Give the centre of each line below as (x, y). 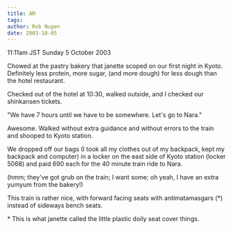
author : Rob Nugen (34, 26)
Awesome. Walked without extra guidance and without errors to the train (111, 128)
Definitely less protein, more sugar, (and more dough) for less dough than (112, 73)
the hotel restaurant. (36, 81)
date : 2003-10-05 (32, 33)
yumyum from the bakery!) (45, 185)
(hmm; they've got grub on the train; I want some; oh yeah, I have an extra (113, 177)
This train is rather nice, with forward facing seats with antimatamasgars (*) (115, 198)
